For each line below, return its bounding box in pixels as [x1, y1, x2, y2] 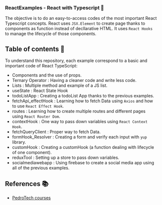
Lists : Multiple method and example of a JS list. [12, 82, 108, 89]
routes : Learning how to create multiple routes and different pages [12, 109, 146, 114]
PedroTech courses [12, 195, 51, 201]
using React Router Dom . [12, 113, 60, 119]
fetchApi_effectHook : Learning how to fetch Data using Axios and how [12, 98, 153, 104]
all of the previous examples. [12, 165, 70, 171]
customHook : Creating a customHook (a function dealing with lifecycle [12, 144, 154, 150]
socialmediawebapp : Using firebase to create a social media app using [12, 160, 155, 166]
